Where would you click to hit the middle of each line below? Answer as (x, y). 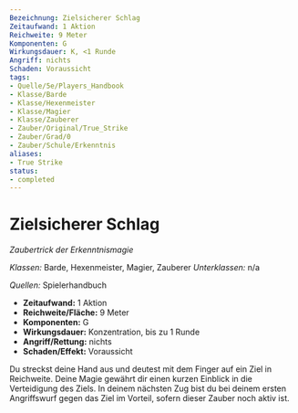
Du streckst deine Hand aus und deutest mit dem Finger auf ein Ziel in (141, 369)
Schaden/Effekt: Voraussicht (78, 352)
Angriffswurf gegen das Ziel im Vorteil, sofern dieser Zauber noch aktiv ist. (149, 398)
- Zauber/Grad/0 (40, 137)
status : (24, 171)
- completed (32, 179)
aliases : (26, 154)
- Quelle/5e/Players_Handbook (67, 86)
